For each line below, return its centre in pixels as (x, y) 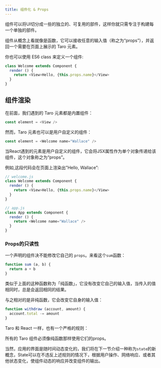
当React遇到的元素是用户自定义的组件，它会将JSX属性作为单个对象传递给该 (80, 151)
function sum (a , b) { (28, 265)
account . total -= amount (34, 314)
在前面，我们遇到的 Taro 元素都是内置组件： (49, 113)
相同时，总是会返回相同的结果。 (37, 289)
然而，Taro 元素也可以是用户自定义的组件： (48, 132)
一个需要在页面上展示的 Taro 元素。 (45, 46)
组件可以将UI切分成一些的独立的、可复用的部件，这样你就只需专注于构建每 (80, 24)
